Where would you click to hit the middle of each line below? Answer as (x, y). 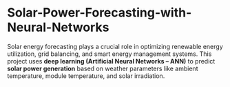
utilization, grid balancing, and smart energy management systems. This (109, 54)
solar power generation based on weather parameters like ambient (103, 68)
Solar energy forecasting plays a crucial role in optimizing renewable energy (115, 46)
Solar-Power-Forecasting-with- (100, 13)
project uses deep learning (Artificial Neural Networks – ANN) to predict (111, 61)
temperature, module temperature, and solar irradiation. (86, 76)
